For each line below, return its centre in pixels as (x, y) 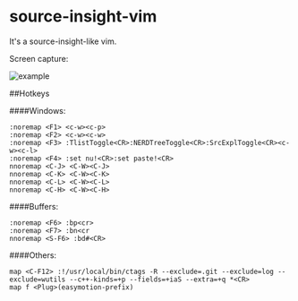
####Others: (33, 255)
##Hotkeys (30, 93)
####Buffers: (34, 206)
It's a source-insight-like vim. (63, 41)
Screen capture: (39, 58)
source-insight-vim (83, 17)
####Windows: (38, 110)
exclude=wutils (38, 279)
